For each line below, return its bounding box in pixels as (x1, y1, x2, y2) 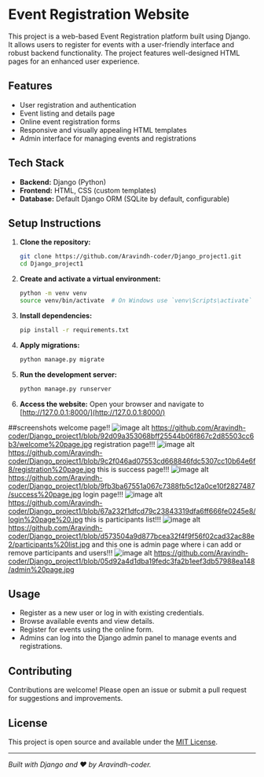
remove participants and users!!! (8, 548, 113, 557)
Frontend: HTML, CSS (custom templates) (19, 185, 157, 195)
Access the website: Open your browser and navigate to (19, 399, 204, 409)
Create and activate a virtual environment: (19, 274, 161, 284)
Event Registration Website (8, 5, 190, 24)
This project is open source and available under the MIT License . (8, 737, 218, 746)
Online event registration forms (19, 116, 120, 126)
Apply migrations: (19, 340, 80, 350)
